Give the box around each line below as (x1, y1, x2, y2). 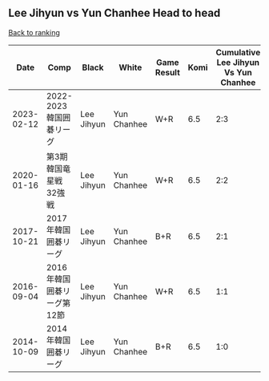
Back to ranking (8, 27, 60, 37)
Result (155, 67, 180, 78)
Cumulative (215, 47, 261, 58)
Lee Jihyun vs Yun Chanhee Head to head (8, 6, 221, 20)
